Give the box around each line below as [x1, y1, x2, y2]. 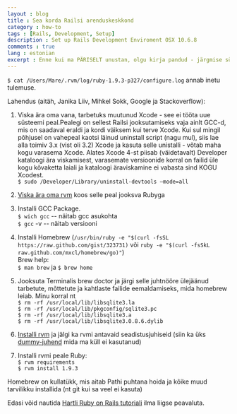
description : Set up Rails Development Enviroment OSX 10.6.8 [7, 37, 197, 44]
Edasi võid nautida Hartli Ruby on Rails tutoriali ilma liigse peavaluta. [7, 398, 205, 407]
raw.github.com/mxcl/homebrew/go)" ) [17, 248, 125, 256]
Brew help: [17, 255, 49, 264]
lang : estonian [7, 50, 55, 57]
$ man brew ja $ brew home [17, 263, 93, 271]
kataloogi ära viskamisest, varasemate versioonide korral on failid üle [17, 155, 219, 164]
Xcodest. [17, 170, 44, 179]
